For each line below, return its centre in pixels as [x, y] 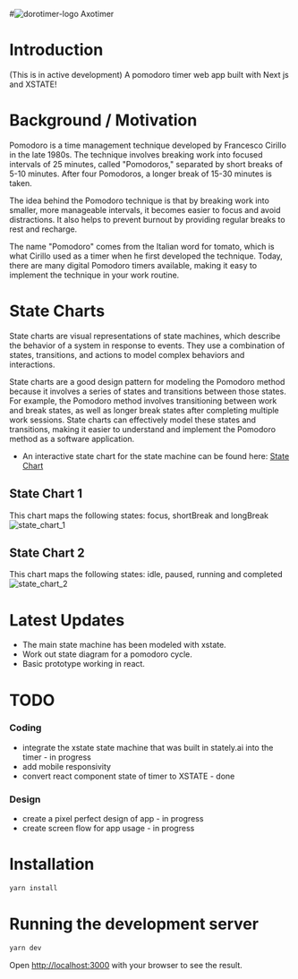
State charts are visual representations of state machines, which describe [145, 336]
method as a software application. [72, 438]
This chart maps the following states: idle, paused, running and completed [146, 575]
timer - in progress [56, 757]
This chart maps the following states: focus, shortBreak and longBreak [139, 515]
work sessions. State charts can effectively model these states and [133, 420]
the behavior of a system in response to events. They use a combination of [147, 345]
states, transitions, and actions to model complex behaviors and [127, 354]
